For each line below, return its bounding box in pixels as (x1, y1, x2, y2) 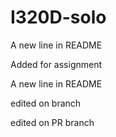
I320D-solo (10, 6, 107, 29)
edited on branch (10, 97, 82, 109)
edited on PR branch (10, 116, 95, 128)
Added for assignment (10, 58, 103, 70)
